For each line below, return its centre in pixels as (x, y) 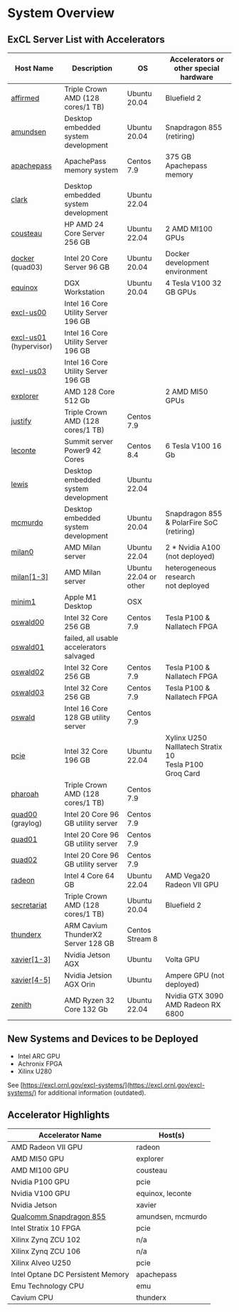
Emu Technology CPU (47, 1286)
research (180, 577)
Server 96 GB (87, 267)
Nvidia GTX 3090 (195, 996)
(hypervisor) (32, 346)
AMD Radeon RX (193, 1005)
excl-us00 (29, 313)
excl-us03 (29, 371)
